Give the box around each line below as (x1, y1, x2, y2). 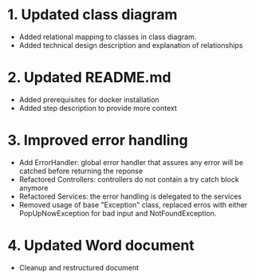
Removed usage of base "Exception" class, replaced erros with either (18, 199, 248, 209)
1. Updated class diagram (7, 6, 178, 24)
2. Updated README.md (7, 69, 171, 87)
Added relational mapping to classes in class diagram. (18, 32, 197, 41)
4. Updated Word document (7, 237, 195, 254)
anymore (18, 183, 49, 192)
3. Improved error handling (7, 132, 188, 149)
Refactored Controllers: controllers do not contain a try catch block (18, 174, 240, 184)
